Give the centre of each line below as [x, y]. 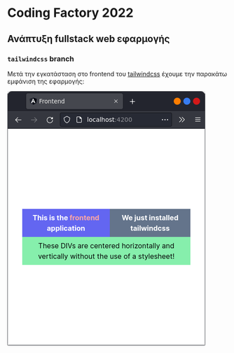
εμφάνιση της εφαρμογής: [46, 81]
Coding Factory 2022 [70, 13]
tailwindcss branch [41, 59]
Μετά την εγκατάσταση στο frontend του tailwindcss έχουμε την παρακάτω [117, 74]
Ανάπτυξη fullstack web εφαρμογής [89, 39]
